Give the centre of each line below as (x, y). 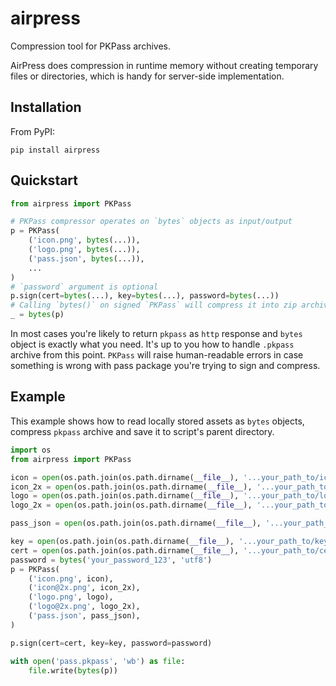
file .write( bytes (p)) (73, 670)
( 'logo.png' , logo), (71, 597)
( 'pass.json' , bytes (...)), (86, 258)
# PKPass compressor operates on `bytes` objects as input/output (151, 222)
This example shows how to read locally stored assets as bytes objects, (157, 421)
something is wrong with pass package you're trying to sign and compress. (165, 366)
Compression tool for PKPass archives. (90, 46)
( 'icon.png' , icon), (71, 578)
